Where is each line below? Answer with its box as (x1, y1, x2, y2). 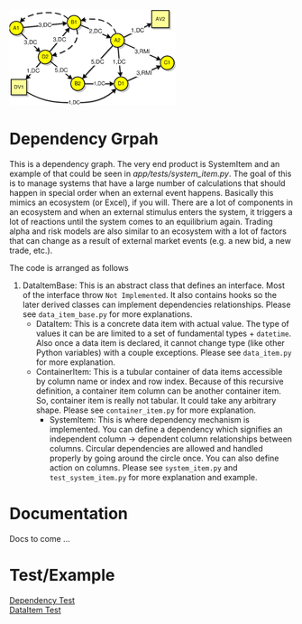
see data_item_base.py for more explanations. (22, 308, 193, 320)
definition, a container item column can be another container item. (35, 385, 282, 396)
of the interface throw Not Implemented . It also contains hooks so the (22, 289, 278, 300)
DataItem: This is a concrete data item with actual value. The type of (35, 318, 290, 329)
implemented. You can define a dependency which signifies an (49, 424, 283, 434)
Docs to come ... (9, 533, 70, 544)
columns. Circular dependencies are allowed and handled (49, 442, 263, 453)
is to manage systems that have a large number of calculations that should (9, 177, 286, 189)
